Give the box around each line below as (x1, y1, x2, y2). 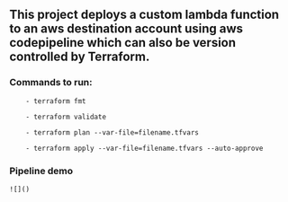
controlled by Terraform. (9, 49, 150, 65)
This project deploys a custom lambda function (9, 7, 280, 22)
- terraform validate (25, 112, 106, 121)
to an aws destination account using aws (9, 22, 244, 37)
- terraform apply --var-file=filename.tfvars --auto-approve (25, 144, 264, 153)
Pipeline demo (9, 164, 74, 177)
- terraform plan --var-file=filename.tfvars (25, 127, 200, 137)
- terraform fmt (25, 96, 87, 106)
